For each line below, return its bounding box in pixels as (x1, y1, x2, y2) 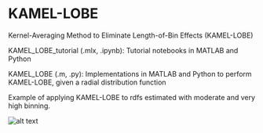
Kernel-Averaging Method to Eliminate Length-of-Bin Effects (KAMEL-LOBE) (8, 31, 254, 40)
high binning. (8, 101, 51, 110)
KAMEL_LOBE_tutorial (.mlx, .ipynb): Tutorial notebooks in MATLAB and (8, 45, 239, 55)
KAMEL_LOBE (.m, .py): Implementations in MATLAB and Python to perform (8, 69, 253, 78)
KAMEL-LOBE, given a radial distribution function (8, 77, 166, 87)
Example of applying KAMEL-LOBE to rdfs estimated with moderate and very (8, 92, 256, 102)
